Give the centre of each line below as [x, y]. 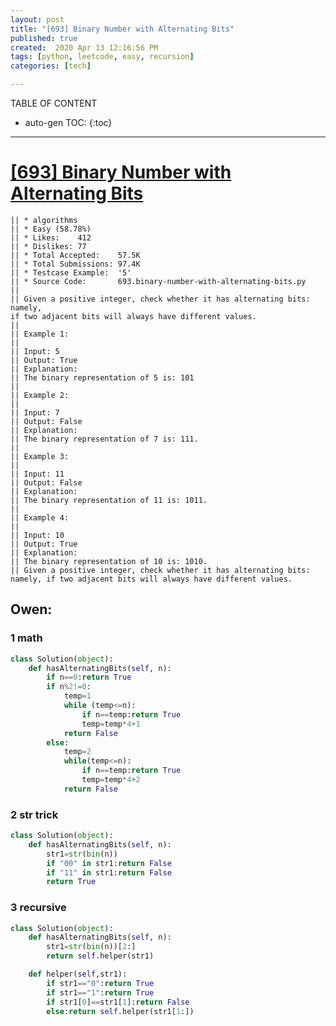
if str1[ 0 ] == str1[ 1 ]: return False [118, 1002]
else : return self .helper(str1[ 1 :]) [120, 1011]
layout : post [37, 19]
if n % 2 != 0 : [69, 687]
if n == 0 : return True [89, 677]
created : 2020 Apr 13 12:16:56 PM [84, 47]
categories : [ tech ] [51, 66]
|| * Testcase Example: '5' [71, 272]
